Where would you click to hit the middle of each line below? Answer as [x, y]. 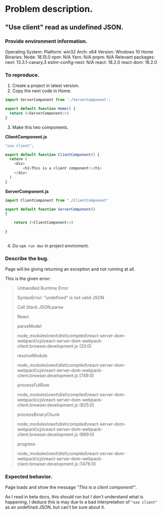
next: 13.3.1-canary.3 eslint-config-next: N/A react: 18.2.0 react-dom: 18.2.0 [81, 62]
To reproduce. [22, 75]
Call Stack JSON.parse [40, 307]
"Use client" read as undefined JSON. [64, 27]
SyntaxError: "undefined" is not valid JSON [61, 298]
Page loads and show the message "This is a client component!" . [71, 488]
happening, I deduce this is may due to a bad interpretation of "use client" [81, 502]
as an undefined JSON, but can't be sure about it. [55, 507]
